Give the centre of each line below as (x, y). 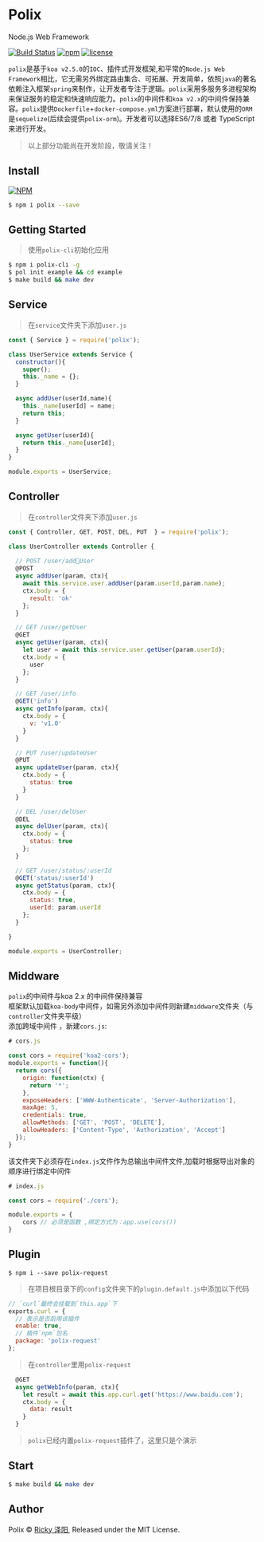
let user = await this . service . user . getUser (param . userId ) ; (124, 650)
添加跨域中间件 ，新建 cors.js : (58, 1026)
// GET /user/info (46, 694)
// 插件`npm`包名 (42, 1334)
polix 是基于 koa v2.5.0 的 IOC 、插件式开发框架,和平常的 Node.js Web (116, 69)
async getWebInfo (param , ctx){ (67, 1387)
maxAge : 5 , (41, 1108)
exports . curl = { (37, 1311)
